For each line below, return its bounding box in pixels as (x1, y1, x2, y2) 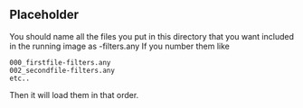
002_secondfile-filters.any (9, 66, 116, 75)
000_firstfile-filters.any (9, 58, 111, 67)
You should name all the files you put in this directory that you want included (9, 31, 294, 41)
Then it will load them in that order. (9, 89, 139, 100)
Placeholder (9, 7, 80, 22)
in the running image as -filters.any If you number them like (9, 40, 231, 51)
